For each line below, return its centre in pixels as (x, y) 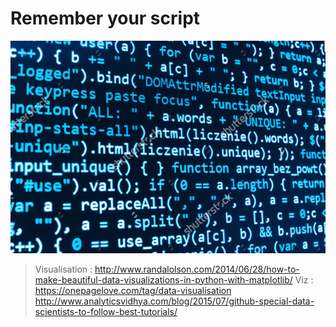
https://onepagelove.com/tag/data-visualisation (133, 290)
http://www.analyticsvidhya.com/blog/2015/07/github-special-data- (174, 301)
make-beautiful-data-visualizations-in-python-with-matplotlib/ (163, 279)
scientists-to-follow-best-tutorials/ (106, 311)
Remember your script (105, 18)
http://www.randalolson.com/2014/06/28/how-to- (197, 269)
